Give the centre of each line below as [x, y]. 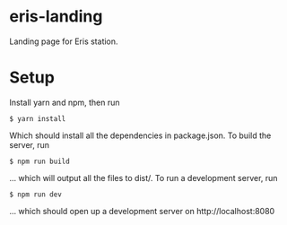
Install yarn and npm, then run [65, 102]
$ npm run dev [36, 195]
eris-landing [56, 17]
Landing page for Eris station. [64, 41]
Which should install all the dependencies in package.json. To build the [140, 135]
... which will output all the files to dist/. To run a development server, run [143, 177]
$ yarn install [38, 118]
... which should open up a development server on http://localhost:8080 [142, 211]
